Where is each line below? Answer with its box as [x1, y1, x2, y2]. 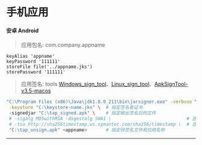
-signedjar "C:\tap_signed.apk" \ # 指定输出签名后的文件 [8, 110, 156, 116]
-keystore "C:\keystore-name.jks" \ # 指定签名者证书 [8, 105, 143, 111]
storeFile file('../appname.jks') [6, 64, 93, 70]
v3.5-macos [20, 87, 51, 94]
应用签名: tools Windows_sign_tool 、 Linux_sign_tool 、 [20, 81, 155, 88]
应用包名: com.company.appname [20, 42, 105, 49]
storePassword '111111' [6, 69, 66, 75]
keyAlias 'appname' [6, 54, 55, 60]
